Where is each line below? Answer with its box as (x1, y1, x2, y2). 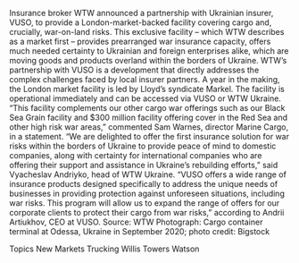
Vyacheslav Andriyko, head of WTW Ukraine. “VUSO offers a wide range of (9, 169, 287, 180)
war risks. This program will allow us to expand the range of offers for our (9, 198, 280, 208)
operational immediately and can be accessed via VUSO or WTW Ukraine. (9, 93, 281, 104)
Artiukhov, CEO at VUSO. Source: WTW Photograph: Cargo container (9, 216, 263, 227)
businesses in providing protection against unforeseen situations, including (9, 188, 286, 199)
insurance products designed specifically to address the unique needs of (9, 179, 278, 189)
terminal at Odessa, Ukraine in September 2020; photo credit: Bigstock (9, 226, 270, 236)
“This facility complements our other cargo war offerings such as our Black (9, 103, 286, 113)
